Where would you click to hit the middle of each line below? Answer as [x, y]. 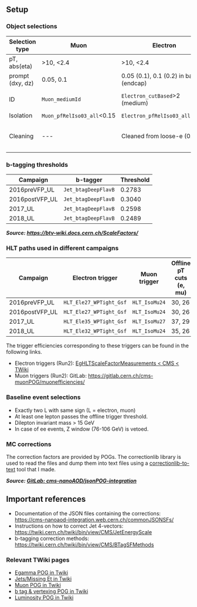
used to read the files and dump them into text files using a [77, 463]
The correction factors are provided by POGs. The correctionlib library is [94, 457]
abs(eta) [21, 66]
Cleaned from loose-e [152, 136]
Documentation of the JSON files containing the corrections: [88, 513]
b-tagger [89, 180]
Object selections [32, 26]
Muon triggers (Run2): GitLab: [50, 376]
